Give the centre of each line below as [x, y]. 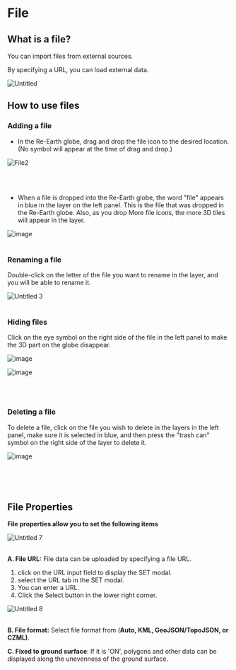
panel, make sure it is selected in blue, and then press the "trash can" [108, 435]
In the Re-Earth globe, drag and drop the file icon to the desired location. [123, 141]
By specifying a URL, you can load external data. [78, 70]
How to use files [43, 106]
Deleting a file [32, 412]
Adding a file [29, 126]
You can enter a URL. [48, 588]
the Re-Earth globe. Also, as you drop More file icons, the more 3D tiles [121, 212]
